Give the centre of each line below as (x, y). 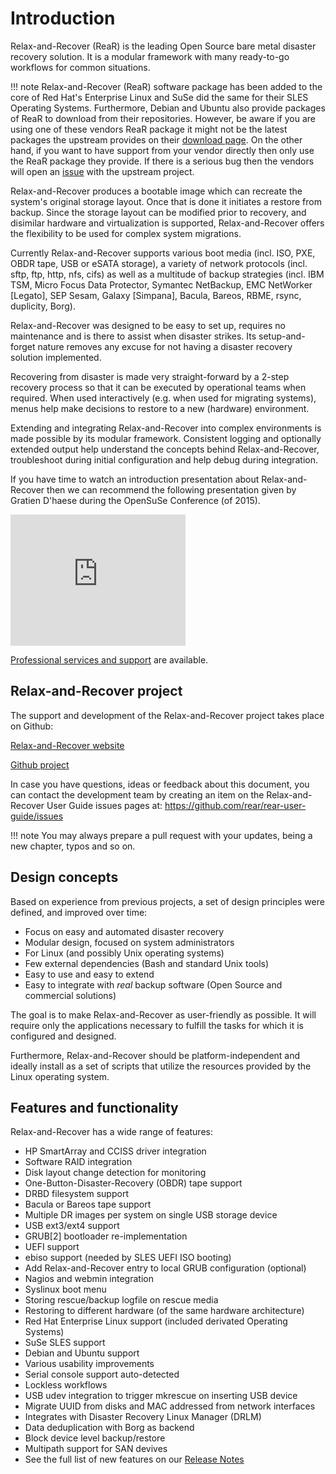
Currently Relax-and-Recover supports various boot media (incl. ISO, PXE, (163, 253)
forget (23, 346)
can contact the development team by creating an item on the (137, 794)
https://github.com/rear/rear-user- (235, 805)
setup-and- (282, 336)
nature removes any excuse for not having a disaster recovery (165, 346)
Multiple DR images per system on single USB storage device (151, 1215)
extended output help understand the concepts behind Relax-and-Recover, (165, 449)
